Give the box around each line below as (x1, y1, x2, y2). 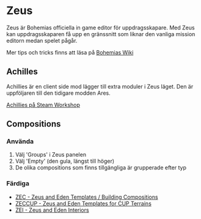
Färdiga (6, 179, 29, 188)
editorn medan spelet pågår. (6, 37, 78, 44)
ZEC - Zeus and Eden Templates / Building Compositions (15, 193, 158, 201)
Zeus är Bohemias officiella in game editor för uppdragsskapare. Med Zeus (6, 24, 195, 31)
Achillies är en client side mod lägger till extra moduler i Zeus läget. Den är (6, 83, 194, 90)
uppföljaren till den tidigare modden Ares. (6, 89, 111, 97)
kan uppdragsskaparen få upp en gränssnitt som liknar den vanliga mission (6, 30, 196, 37)
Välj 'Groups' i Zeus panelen (15, 151, 87, 158)
